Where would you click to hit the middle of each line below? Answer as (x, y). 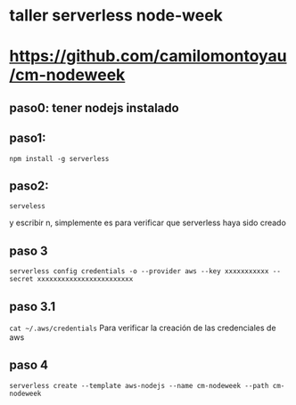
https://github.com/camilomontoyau (148, 57)
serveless (28, 207)
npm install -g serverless (59, 158)
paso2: (29, 186)
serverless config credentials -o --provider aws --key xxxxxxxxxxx (139, 271)
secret (21, 279)
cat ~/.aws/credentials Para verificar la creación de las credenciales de (143, 328)
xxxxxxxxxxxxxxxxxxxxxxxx (85, 279)
